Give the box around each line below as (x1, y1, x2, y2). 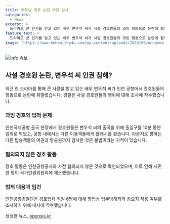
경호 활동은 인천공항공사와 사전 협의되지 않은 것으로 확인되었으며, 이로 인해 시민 (5, 163, 162, 169)
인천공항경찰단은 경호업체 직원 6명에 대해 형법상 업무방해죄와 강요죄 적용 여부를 (5, 196, 162, 202)
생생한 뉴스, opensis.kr (5, 213, 52, 219)
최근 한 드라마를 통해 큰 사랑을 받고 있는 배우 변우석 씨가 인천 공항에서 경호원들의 (5, 85, 164, 92)
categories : (5, 12, 30, 17)
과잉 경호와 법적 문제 (5, 112, 52, 119)
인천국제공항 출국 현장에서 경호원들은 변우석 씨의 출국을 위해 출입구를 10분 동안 (5, 124, 161, 130)
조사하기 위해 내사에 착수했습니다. (5, 202, 72, 208)
